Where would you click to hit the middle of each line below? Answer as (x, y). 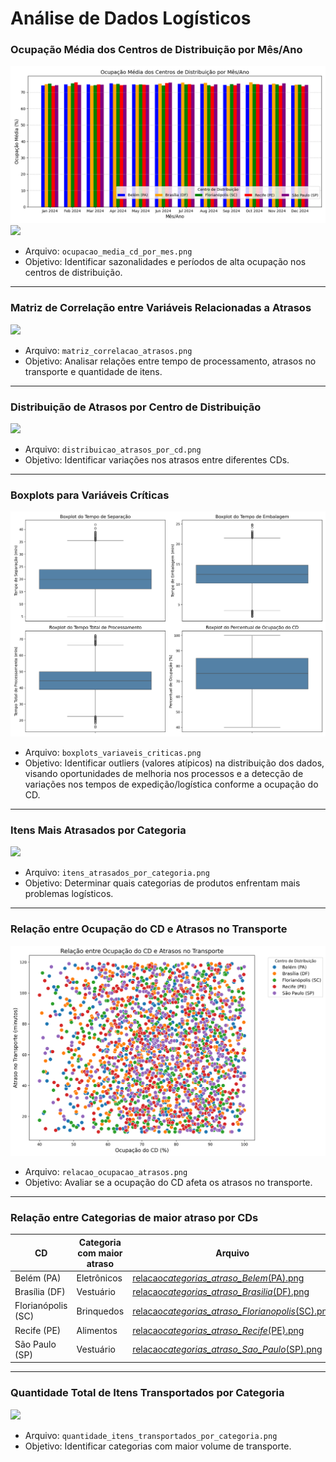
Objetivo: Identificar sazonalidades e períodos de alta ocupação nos (165, 262)
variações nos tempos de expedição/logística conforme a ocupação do (171, 784)
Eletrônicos (99, 1278)
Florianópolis (41, 1306)
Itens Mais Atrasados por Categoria (98, 830)
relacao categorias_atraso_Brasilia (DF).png (221, 1292)
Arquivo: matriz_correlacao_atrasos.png (108, 350)
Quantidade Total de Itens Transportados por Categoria (147, 1393)
